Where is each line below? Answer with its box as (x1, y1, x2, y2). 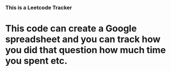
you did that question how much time (5, 45, 166, 56)
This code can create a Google (5, 23, 137, 34)
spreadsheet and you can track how (5, 33, 161, 45)
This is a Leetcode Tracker (5, 4, 72, 11)
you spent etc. (5, 55, 68, 67)
